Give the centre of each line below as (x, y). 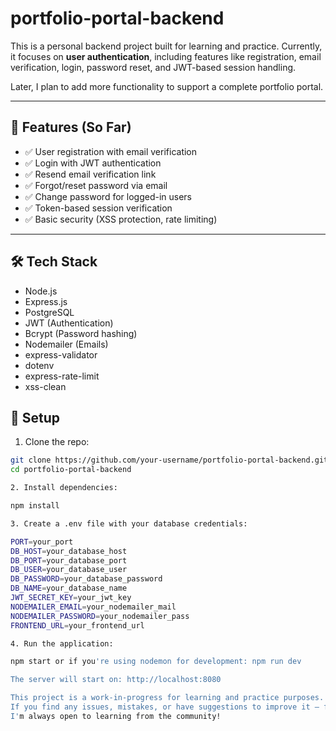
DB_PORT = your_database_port (69, 560)
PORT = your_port (42, 542)
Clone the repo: (57, 442)
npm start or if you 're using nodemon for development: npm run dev (156, 662)
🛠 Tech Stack (54, 262)
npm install (35, 506)
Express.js (46, 301)
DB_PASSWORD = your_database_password (86, 579)
